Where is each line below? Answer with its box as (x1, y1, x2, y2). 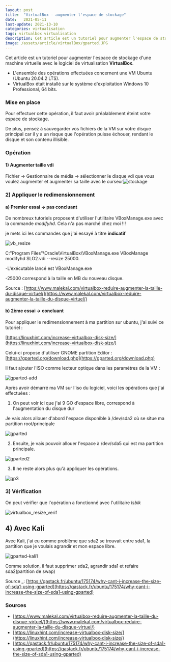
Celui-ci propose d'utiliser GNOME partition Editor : (5, 349, 112, 355)
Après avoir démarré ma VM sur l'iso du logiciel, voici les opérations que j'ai (5, 384, 164, 391)
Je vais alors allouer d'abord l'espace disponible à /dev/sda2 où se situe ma (5, 415, 164, 421)
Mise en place (5, 99, 41, 106)
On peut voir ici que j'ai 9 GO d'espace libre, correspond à (12, 400, 135, 406)
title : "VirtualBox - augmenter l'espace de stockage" (5, 12, 126, 17)
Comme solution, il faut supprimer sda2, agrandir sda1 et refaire (5, 563, 139, 569)
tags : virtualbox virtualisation (5, 31, 76, 36)
